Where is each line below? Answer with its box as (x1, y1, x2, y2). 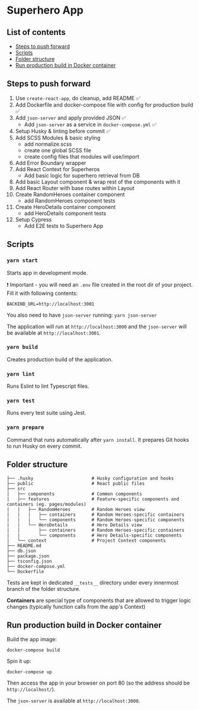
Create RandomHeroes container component (15, 191, 125, 198)
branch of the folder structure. (7, 585, 81, 592)
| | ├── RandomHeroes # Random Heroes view (7, 506, 145, 512)
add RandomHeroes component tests (24, 197, 116, 204)
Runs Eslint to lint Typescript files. (7, 383, 89, 390)
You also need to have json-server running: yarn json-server (7, 311, 158, 319)
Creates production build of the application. (7, 356, 113, 363)
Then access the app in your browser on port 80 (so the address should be (7, 679, 190, 687)
